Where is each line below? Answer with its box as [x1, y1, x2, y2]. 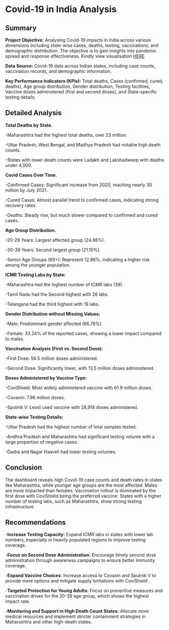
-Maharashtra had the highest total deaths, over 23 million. [5, 132, 128, 138]
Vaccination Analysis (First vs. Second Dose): [5, 345, 103, 351]
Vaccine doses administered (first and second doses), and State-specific [5, 89, 157, 94]
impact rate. [5, 598, 30, 604]
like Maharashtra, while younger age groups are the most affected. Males [5, 482, 157, 488]
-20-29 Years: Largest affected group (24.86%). [5, 237, 105, 243]
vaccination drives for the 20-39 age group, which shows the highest [5, 593, 149, 599]
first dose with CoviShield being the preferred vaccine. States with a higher [5, 493, 161, 499]
